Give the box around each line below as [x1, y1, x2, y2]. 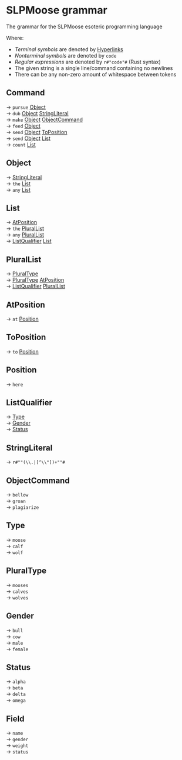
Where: [6, 34, 24, 41]
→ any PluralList [6, 231, 45, 238]
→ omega [6, 696, 26, 704]
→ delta [6, 691, 26, 698]
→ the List [6, 180, 31, 187]
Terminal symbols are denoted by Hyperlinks [14, 45, 123, 53]
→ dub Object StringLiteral [6, 109, 69, 116]
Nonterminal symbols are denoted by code [14, 52, 117, 59]
